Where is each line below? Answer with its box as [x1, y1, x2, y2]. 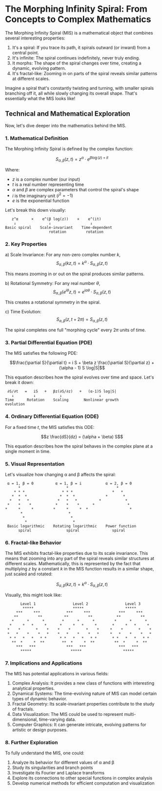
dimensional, [12, 716, 38, 723]
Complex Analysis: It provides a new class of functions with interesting [12, 680, 155, 686]
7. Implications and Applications [5, 660, 82, 667]
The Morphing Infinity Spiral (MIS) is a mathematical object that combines [5, 30, 153, 36]
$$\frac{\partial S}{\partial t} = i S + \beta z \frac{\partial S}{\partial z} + [9, 360, 155, 365]
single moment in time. [5, 448, 51, 454]
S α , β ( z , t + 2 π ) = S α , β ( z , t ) [56, 316, 108, 324]
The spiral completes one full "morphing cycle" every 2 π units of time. [5, 327, 146, 333]
